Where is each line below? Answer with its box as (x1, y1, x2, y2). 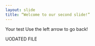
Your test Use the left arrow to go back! (5, 26, 88, 32)
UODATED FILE (5, 36, 37, 42)
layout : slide (5, 7, 36, 13)
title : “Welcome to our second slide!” (5, 12, 90, 17)
